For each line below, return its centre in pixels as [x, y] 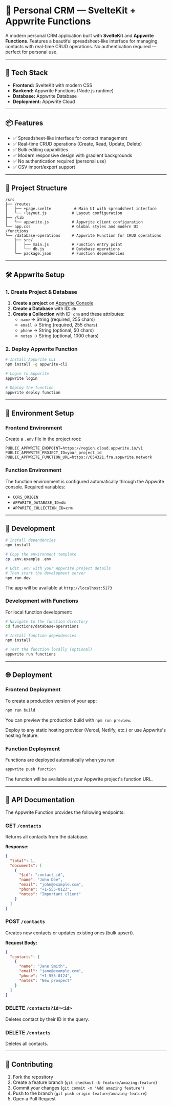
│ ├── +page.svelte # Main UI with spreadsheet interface [81, 209]
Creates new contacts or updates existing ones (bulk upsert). [70, 933]
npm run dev [18, 578]
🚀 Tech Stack [27, 73]
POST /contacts [25, 921]
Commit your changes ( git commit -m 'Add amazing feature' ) [78, 1088]
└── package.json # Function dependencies [70, 254]
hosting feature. [22, 735]
